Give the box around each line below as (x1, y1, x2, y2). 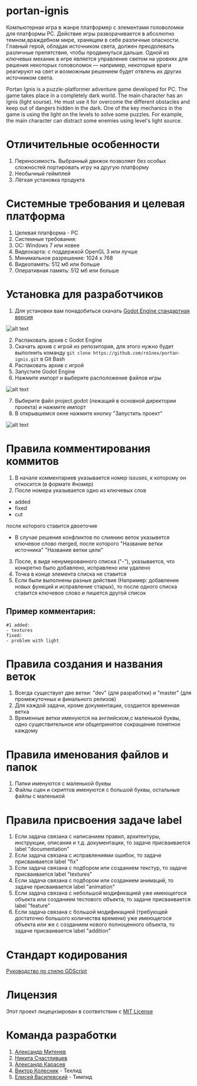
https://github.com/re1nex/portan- (93, 350, 181, 356)
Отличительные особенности (6, 138, 160, 152)
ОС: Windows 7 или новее (14, 242, 80, 249)
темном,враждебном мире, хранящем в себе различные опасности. (6, 36, 180, 43)
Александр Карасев (14, 1061, 66, 1068)
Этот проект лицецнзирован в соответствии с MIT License (6, 1008, 153, 1015)
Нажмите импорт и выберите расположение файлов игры (14, 374, 162, 381)
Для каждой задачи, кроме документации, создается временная (14, 702, 180, 709)
